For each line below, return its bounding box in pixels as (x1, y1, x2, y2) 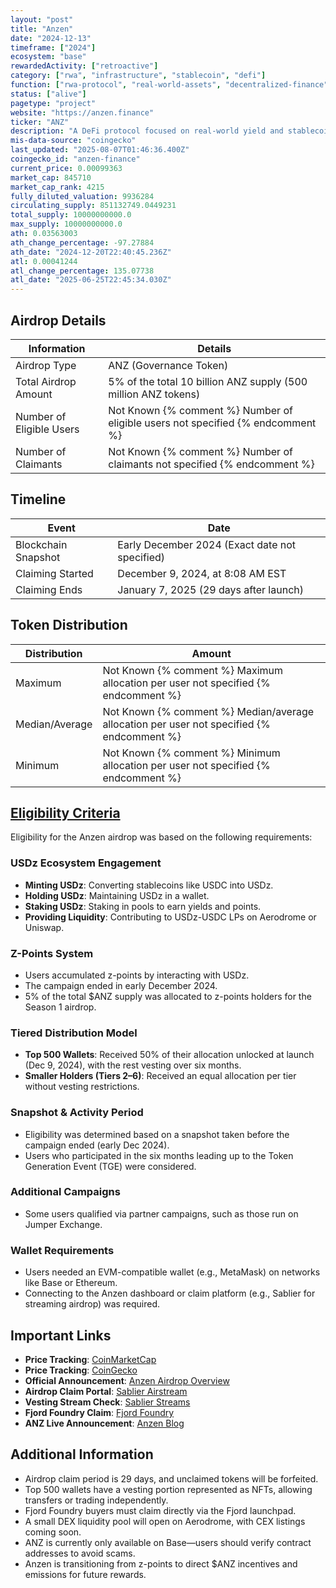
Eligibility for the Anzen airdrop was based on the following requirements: (10, 831, 313, 843)
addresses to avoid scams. (24, 1547, 136, 1559)
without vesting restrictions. (24, 1081, 140, 1093)
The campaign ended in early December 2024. (24, 979, 218, 991)
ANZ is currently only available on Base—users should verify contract (24, 1536, 312, 1548)
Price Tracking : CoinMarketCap (24, 1353, 157, 1365)
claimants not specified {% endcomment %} (108, 457, 315, 471)
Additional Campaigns (10, 1185, 121, 1199)
